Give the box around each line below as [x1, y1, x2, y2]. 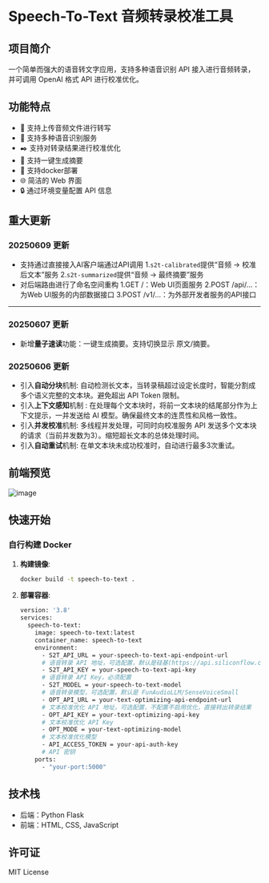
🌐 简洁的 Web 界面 [19, 175, 82, 185]
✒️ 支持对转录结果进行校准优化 [19, 143, 122, 152]
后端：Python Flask [19, 810, 84, 820]
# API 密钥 [41, 748, 76, 756]
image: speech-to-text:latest [34, 629, 135, 637]
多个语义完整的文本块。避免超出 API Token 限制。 [19, 390, 184, 401]
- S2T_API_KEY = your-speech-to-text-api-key [41, 666, 196, 674]
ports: [34, 755, 57, 764]
